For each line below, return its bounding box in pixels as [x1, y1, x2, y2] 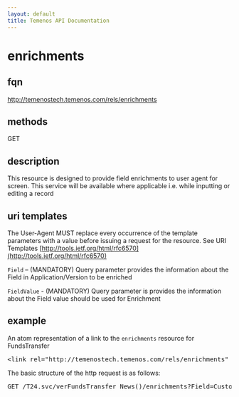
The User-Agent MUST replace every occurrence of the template [7, 229, 198, 237]
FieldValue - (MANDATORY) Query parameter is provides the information [7, 287, 222, 295]
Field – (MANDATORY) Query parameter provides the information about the [7, 265, 229, 274]
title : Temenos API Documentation [7, 17, 110, 24]
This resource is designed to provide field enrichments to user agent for [7, 174, 218, 182]
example [7, 315, 47, 327]
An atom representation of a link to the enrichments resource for [7, 334, 194, 342]
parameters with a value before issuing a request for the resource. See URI [7, 236, 226, 244]
